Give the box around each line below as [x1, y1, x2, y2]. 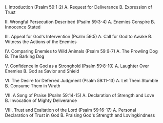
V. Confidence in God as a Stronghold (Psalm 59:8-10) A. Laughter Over [5, 63, 149, 69]
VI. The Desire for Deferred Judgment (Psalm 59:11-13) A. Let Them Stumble [5, 78, 159, 83]
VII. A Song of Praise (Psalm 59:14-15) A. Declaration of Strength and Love [5, 93, 155, 98]
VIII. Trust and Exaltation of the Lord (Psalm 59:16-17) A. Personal [5, 107, 136, 113]
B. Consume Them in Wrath [5, 83, 61, 89]
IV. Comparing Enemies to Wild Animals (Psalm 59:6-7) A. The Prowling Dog [5, 49, 158, 54]
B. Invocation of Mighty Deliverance [5, 98, 77, 103]
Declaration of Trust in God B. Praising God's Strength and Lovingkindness [5, 112, 155, 118]
